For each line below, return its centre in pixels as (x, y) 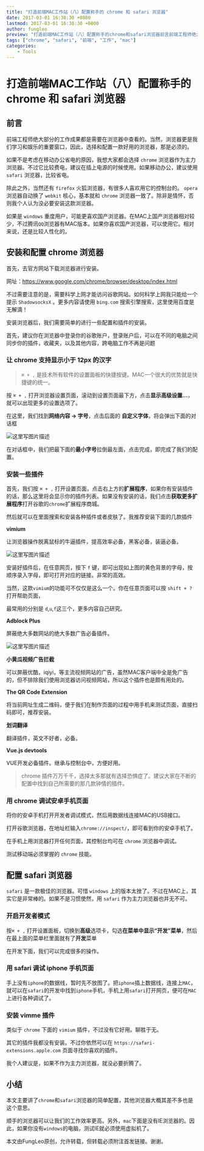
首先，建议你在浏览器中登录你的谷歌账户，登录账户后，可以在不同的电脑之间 (102, 335)
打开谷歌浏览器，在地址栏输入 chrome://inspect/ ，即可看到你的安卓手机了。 (101, 828)
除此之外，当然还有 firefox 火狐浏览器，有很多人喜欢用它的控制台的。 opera (102, 188)
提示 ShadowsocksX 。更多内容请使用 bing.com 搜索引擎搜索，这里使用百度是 (100, 302)
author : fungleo (27, 29)
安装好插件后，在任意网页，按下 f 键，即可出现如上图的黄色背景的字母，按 (100, 568)
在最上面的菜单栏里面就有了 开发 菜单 (52, 938)
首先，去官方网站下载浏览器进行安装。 (54, 268)
